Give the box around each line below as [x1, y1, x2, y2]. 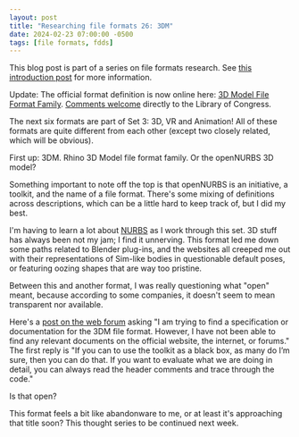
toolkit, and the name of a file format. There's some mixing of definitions [9, 189, 275, 199]
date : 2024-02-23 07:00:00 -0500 [9, 29, 134, 38]
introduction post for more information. [9, 72, 153, 83]
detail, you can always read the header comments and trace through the [9, 364, 275, 375]
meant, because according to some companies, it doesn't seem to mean [9, 290, 275, 300]
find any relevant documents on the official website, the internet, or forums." [9, 336, 290, 347]
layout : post [9, 13, 58, 22]
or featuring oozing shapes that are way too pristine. [9, 263, 203, 273]
